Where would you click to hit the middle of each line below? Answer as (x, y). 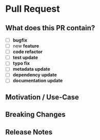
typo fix (21, 63)
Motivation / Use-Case (42, 97)
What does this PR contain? (50, 28)
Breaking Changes (35, 115)
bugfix (20, 40)
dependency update (35, 75)
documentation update (38, 81)
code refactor (27, 52)
